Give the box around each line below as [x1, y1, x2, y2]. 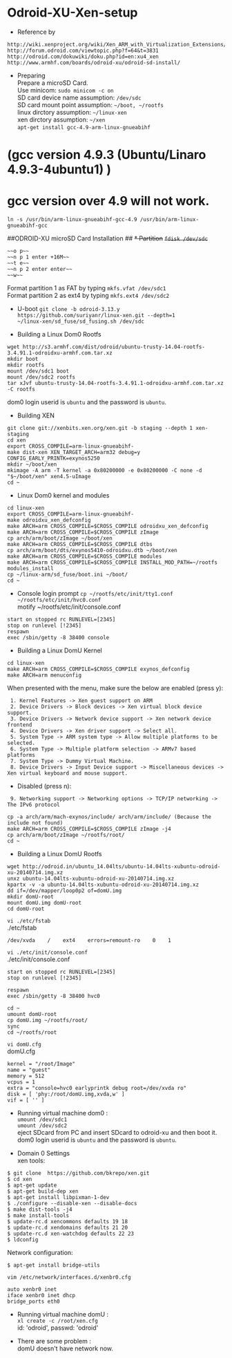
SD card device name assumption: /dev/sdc [17, 93, 142, 102]
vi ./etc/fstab [7, 918, 51, 925]
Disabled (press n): [17, 782, 72, 791]
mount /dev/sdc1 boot [7, 368, 70, 375]
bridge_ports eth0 [7, 1298, 60, 1305]
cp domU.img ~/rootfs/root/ [7, 1017, 88, 1024]
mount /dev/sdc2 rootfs [7, 374, 76, 381]
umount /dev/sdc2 [17, 1122, 68, 1129]
